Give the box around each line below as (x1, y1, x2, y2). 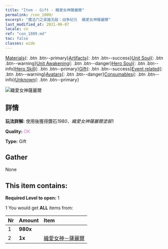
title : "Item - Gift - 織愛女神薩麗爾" (5, 7, 85, 13)
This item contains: (5, 181, 68, 190)
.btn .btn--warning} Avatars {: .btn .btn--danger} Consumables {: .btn (5, 71, 146, 77)
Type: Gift (5, 138, 26, 144)
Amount (18, 217, 39, 224)
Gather (5, 153, 28, 162)
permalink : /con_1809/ (5, 12, 53, 17)
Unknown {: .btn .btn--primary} (15, 76, 79, 82)
